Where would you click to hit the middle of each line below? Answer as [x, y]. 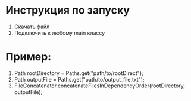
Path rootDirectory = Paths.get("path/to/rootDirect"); [79, 73]
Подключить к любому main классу [60, 32]
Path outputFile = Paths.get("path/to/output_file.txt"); [79, 79]
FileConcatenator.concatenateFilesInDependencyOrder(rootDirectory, [99, 86]
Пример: [29, 57]
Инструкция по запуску [68, 10]
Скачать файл [32, 27]
